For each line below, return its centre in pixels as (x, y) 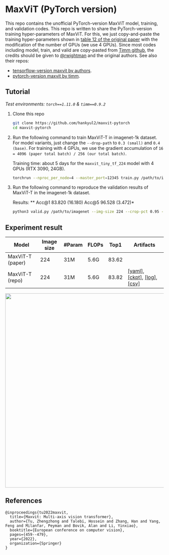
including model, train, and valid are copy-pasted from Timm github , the (80, 50)
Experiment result (34, 227)
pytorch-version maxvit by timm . (46, 76)
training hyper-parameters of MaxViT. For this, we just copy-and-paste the (82, 34)
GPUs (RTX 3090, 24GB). (39, 169)
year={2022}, (23, 539)
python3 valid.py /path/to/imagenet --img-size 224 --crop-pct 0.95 (86, 212)
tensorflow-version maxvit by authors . (52, 70)
